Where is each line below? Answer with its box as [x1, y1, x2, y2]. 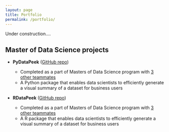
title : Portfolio [5, 12, 42, 17]
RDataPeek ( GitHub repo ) [12, 95, 67, 101]
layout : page [5, 7, 33, 13]
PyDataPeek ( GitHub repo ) [12, 59, 69, 65]
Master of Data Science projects [5, 45, 109, 54]
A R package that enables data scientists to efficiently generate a [20, 115, 156, 122]
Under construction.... [5, 31, 51, 37]
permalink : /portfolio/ [5, 17, 56, 22]
